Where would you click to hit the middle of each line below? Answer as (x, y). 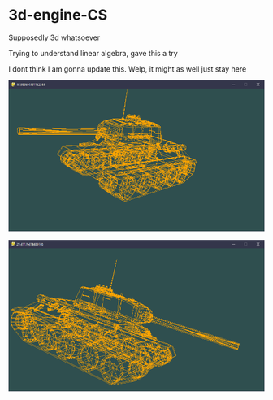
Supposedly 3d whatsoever (54, 37)
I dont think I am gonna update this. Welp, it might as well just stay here (128, 69)
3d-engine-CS (58, 15)
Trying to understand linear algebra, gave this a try (93, 53)
